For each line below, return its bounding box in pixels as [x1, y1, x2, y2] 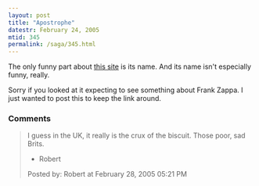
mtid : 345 [8, 33, 41, 41]
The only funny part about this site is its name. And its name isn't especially [8, 62, 252, 71]
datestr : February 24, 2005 [8, 26, 100, 34]
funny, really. [8, 70, 50, 80]
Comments [8, 113, 51, 124]
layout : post [8, 11, 51, 20]
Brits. [27, 139, 45, 148]
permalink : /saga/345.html [8, 41, 96, 48]
